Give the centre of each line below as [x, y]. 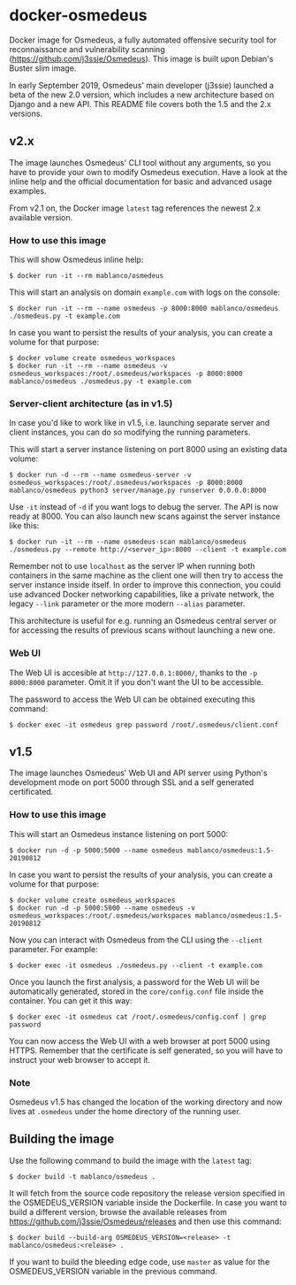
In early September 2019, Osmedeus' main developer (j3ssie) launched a [141, 85]
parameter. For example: [54, 949]
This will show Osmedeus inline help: [76, 260]
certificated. [31, 792]
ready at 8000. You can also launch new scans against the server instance [145, 516]
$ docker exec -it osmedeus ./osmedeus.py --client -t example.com [136, 966]
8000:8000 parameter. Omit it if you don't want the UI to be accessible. [136, 681]
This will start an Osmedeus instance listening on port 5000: [119, 834]
